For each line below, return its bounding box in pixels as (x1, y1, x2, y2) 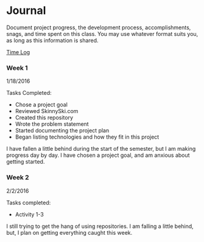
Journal (6, 4, 46, 18)
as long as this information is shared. (6, 36, 99, 44)
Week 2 (6, 173, 29, 182)
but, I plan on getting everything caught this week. (6, 229, 133, 236)
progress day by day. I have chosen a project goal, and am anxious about (6, 151, 190, 159)
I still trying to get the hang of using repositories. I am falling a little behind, (6, 223, 194, 230)
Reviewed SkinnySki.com (15, 108, 79, 115)
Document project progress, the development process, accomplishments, (6, 24, 191, 31)
